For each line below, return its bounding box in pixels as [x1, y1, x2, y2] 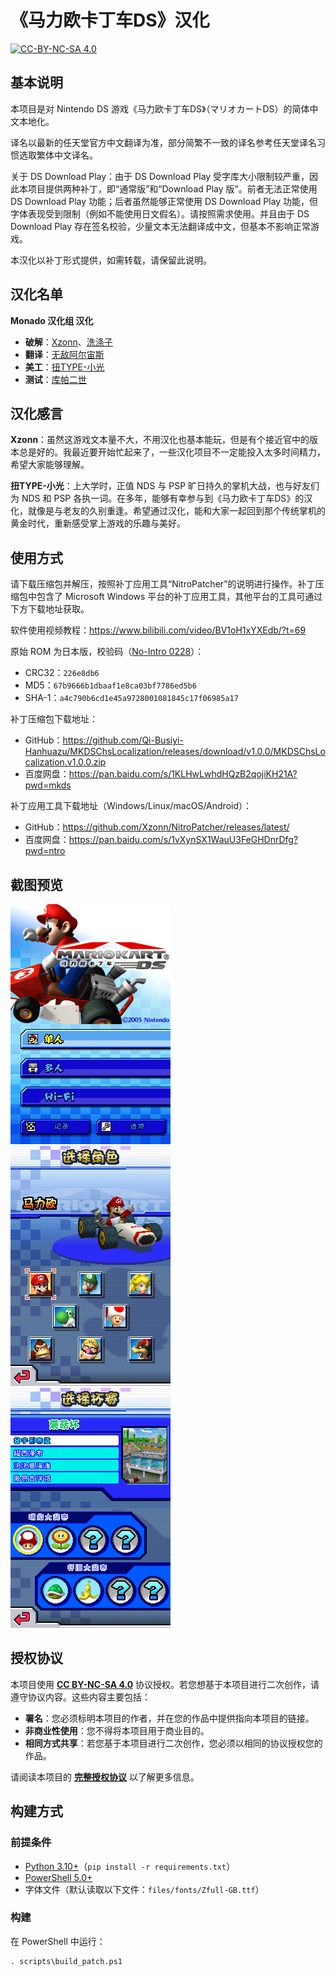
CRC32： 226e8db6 [24, 667, 100, 679]
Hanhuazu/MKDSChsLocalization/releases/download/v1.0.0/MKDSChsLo [24, 746, 326, 758]
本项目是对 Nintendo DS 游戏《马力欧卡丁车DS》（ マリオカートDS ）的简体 [10, 102, 310, 115]
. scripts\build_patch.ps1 [10, 1956, 123, 1966]
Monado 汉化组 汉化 [10, 314, 94, 326]
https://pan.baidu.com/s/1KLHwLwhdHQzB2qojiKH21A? [68, 768, 298, 780]
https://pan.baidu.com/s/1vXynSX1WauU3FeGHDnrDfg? [68, 834, 299, 846]
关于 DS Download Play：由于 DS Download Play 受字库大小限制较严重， [10, 170, 310, 182]
